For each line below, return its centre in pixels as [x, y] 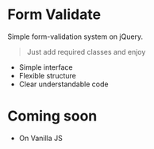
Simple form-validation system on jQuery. [75, 36]
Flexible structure [47, 75]
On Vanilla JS [40, 138]
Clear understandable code [64, 84]
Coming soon [52, 116]
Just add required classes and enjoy [86, 52]
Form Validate [54, 15]
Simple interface [46, 67]
